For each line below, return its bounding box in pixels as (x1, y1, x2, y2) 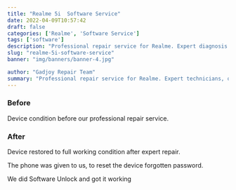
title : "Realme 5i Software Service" (7, 10, 121, 18)
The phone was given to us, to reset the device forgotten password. (7, 161, 204, 170)
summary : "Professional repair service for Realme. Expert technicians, (7, 75, 225, 82)
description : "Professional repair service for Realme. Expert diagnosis (7, 43, 228, 50)
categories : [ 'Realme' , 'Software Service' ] (7, 29, 140, 37)
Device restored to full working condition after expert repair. (7, 148, 181, 156)
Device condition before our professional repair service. (7, 114, 169, 123)
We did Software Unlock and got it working (7, 175, 132, 183)
